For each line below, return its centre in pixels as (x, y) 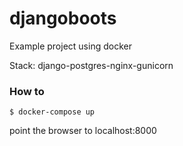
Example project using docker (70, 46)
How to (27, 91)
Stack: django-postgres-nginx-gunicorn (91, 65)
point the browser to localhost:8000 (83, 131)
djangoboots (63, 18)
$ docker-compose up (52, 112)
